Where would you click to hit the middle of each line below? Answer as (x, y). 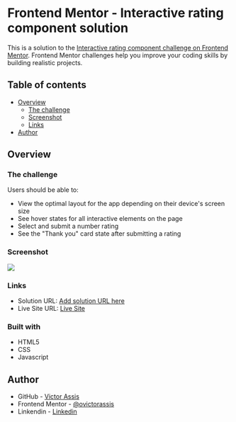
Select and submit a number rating (68, 226)
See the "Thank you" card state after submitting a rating (99, 234)
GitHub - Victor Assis (49, 397)
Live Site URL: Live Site (51, 309)
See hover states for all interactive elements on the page (100, 219)
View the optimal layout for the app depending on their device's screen (121, 204)
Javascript (33, 357)
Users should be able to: (43, 190)
